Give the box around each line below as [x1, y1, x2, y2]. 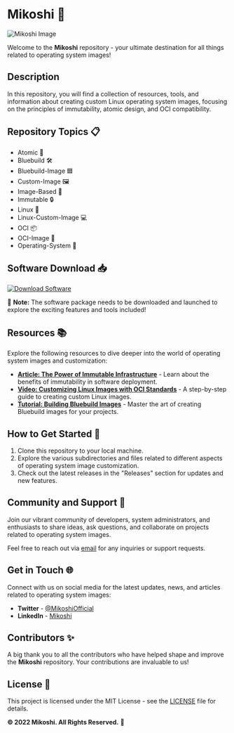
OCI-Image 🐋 [17, 233, 55, 242]
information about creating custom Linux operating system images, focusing [7, 97, 228, 105]
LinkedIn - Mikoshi [17, 611, 72, 620]
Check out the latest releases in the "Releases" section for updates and [17, 469, 224, 477]
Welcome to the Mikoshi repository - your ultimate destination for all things [7, 43, 224, 51]
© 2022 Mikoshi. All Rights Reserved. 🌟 [7, 718, 125, 727]
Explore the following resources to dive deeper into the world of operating [7, 349, 221, 358]
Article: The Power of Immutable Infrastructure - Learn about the [17, 370, 209, 379]
